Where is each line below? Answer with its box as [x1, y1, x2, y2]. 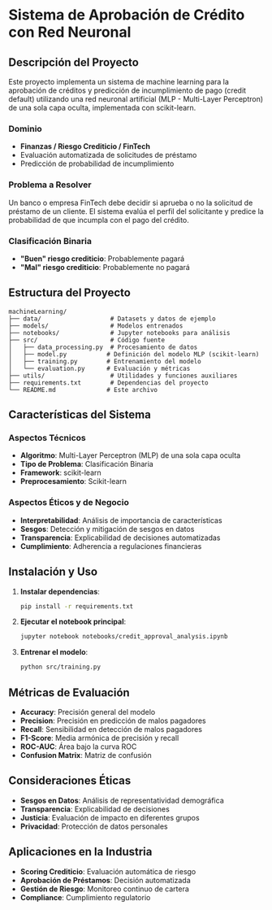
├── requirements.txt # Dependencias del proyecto [8, 378, 209, 387]
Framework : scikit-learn [19, 468, 101, 477]
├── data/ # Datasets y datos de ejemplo [8, 315, 217, 323]
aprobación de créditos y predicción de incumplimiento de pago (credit [8, 85, 246, 95]
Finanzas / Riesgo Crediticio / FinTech [19, 142, 150, 151]
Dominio [8, 123, 42, 134]
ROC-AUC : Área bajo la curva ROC [19, 742, 137, 751]
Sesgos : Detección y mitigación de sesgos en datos [19, 524, 195, 533]
